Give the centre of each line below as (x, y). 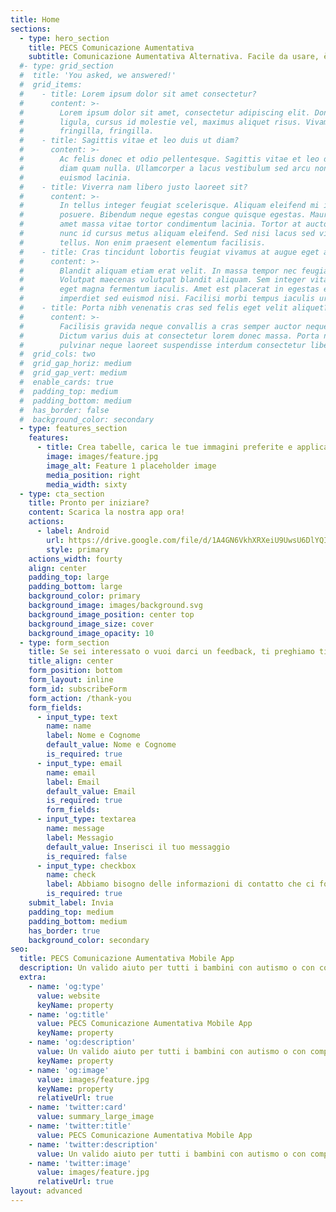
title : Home (35, 19)
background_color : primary (84, 596)
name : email (71, 772)
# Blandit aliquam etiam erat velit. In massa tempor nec (158, 271)
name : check (71, 875)
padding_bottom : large (75, 587)
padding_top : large (69, 577)
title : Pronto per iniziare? (89, 503)
